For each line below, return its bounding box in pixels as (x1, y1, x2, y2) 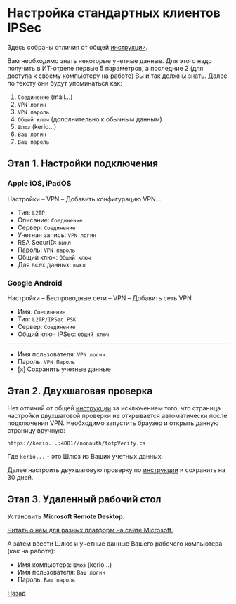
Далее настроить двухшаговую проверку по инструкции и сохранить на (7, 465, 226, 474)
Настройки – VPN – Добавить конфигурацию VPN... (7, 194, 162, 203)
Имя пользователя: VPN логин (17, 349, 106, 358)
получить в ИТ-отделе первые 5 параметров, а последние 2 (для (7, 64, 204, 72)
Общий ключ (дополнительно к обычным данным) (17, 114, 163, 123)
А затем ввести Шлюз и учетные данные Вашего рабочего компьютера (7, 539, 223, 548)
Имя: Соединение (17, 307, 66, 316)
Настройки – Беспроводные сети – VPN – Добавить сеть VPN (7, 293, 192, 302)
